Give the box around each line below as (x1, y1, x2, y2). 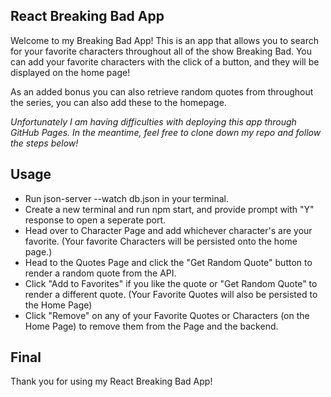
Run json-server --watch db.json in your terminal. (24, 192, 229, 204)
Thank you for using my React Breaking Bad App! (10, 375, 213, 388)
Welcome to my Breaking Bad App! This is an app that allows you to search (10, 34, 319, 46)
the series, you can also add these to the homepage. (10, 96, 227, 108)
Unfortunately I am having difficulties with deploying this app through (10, 115, 297, 128)
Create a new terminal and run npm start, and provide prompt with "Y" (24, 203, 315, 215)
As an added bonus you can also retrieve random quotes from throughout (10, 85, 314, 98)
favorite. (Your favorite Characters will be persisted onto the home (24, 235, 298, 247)
